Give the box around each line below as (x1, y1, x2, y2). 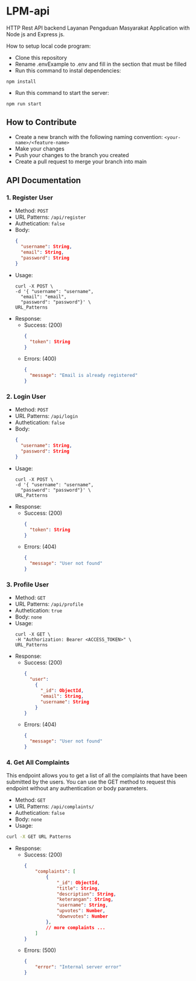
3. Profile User (6, 581, 49, 589)
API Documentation (6, 175, 81, 185)
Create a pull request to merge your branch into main (14, 158, 147, 165)
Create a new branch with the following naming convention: (14, 133, 163, 140)
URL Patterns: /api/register (14, 213, 86, 221)
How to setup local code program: (6, 42, 91, 50)
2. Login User (6, 392, 46, 400)
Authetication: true (14, 607, 62, 614)
